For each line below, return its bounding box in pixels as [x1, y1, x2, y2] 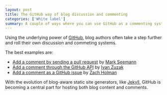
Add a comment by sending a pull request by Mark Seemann [12, 59, 137, 65]
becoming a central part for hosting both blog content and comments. [5, 85, 148, 91]
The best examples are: [5, 49, 54, 55]
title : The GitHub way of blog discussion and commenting [5, 12, 128, 17]
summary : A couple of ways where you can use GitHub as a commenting [5, 21, 153, 26]
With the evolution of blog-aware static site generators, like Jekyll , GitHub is [5, 79, 161, 85]
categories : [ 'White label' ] [5, 16, 66, 21]
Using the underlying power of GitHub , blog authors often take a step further [5, 35, 162, 41]
